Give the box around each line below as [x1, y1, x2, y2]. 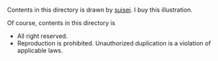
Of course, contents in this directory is [7, 19, 115, 26]
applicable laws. [16, 47, 63, 54]
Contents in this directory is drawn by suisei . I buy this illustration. [7, 6, 193, 14]
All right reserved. [16, 32, 68, 40]
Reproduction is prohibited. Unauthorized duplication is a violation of [16, 39, 211, 47]
